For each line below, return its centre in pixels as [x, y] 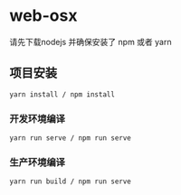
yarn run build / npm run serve [70, 181]
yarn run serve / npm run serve [70, 138]
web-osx [43, 16]
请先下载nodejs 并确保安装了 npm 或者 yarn [90, 42]
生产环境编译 [38, 162]
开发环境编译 [38, 118]
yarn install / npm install [62, 94]
